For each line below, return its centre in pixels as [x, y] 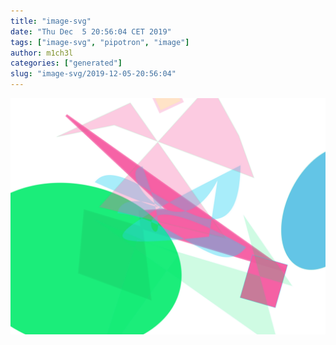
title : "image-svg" [51, 21]
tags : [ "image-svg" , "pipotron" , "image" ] [100, 42]
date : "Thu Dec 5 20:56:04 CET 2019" [91, 31]
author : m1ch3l [42, 53]
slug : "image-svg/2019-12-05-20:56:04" [93, 74]
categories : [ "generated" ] [66, 63]
